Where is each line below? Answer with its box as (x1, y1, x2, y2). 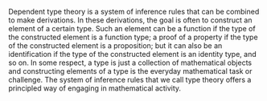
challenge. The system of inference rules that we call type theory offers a (8, 75, 252, 84)
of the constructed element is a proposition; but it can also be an (8, 41, 223, 50)
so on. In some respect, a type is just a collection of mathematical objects (8, 58, 252, 67)
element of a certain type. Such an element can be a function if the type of (8, 24, 256, 33)
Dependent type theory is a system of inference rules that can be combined (8, 7, 260, 16)
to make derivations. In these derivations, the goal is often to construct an (8, 15, 253, 25)
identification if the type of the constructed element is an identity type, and (8, 50, 257, 59)
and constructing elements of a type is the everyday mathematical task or (8, 67, 253, 75)
